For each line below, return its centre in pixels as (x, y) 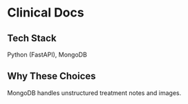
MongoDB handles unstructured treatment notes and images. (94, 93)
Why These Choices (51, 76)
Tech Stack (32, 38)
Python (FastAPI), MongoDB (47, 54)
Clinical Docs (46, 13)
